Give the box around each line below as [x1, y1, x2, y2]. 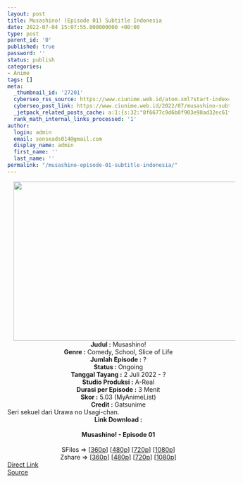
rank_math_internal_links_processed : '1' [13, 115, 137, 122]
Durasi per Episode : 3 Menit [76, 385, 161, 393]
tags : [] [7, 76, 33, 83]
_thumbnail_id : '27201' [13, 89, 83, 96]
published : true [7, 43, 55, 50]
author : [7, 122, 30, 129]
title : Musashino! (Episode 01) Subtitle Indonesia [7, 17, 162, 24]
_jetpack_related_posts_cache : [13, 109, 106, 116]
